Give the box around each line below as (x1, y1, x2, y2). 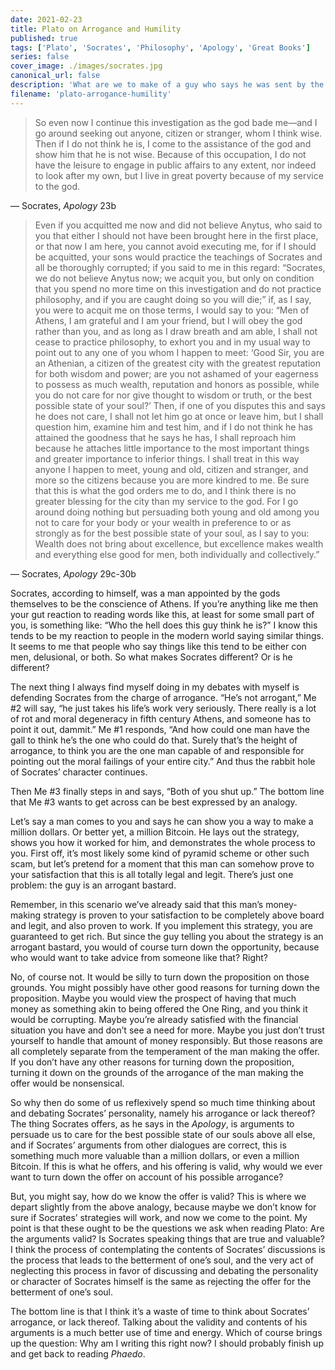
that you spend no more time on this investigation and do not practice (34, 282, 322, 295)
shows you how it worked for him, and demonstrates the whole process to (10, 836, 316, 848)
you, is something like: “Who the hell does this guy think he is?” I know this (10, 619, 318, 631)
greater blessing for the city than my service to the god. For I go (34, 495, 299, 507)
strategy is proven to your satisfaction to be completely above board (42, 909, 325, 921)
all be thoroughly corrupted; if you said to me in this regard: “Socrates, (34, 261, 326, 273)
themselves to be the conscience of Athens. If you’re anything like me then (10, 597, 319, 610)
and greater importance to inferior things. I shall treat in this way (34, 452, 300, 465)
